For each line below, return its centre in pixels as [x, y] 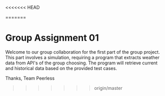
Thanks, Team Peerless [30, 78]
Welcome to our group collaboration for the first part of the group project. [82, 52]
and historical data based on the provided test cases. [61, 68]
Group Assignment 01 [52, 38]
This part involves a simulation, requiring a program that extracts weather [82, 57]
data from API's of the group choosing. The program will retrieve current [81, 63]
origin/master [108, 88]
